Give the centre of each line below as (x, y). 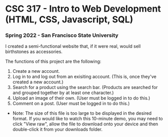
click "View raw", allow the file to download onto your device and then (85, 124)
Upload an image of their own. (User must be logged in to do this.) (81, 98)
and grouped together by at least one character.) (63, 93)
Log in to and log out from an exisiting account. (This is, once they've (85, 77)
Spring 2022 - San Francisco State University (62, 35)
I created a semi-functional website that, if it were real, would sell (73, 47)
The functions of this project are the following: (53, 62)
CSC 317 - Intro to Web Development (83, 9)
